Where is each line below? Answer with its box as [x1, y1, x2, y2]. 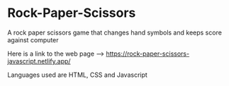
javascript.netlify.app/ [7, 56, 71, 65]
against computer [7, 35, 59, 44]
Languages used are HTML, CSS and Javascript [7, 70, 147, 79]
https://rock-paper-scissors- [106, 49, 190, 58]
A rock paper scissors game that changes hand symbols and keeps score [7, 28, 222, 37]
